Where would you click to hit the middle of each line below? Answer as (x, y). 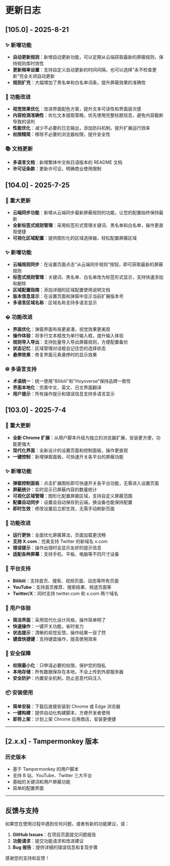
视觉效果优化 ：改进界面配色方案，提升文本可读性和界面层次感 (77, 109)
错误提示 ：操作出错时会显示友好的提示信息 (57, 548)
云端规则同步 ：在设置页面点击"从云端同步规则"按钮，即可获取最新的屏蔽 (88, 265)
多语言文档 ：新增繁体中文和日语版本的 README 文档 (67, 162)
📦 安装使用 (19, 692)
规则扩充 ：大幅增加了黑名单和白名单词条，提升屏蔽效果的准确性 (79, 82)
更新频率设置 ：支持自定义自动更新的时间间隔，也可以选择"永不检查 (82, 70)
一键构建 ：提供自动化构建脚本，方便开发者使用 (61, 712)
